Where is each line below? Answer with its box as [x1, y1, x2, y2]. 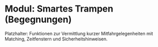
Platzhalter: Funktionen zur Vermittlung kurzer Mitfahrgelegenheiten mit [5, 30, 153, 36]
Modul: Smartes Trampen [5, 3, 114, 15]
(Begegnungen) [5, 14, 72, 25]
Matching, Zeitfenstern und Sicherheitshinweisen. [5, 36, 108, 42]
